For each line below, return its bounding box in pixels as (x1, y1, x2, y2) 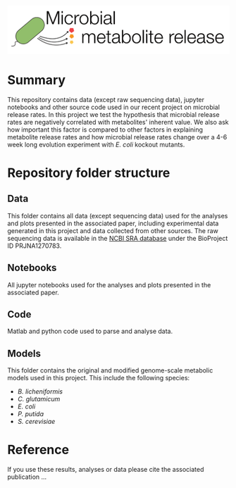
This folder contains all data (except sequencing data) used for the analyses (7, 211, 228, 220)
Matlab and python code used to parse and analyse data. (7, 327, 173, 336)
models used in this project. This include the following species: (7, 374, 190, 382)
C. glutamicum (17, 395, 61, 403)
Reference (7, 442, 69, 458)
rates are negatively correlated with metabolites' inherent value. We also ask (7, 118, 229, 126)
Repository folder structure (7, 165, 170, 181)
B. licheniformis (17, 387, 63, 396)
